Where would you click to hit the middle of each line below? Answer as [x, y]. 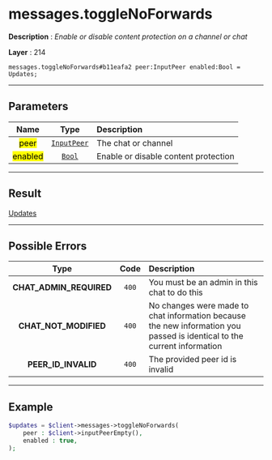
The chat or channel [135, 143]
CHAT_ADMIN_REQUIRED [62, 287]
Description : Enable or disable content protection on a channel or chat [128, 36]
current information [185, 347]
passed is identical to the [196, 336]
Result [25, 194]
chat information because [198, 316]
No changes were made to [199, 306]
